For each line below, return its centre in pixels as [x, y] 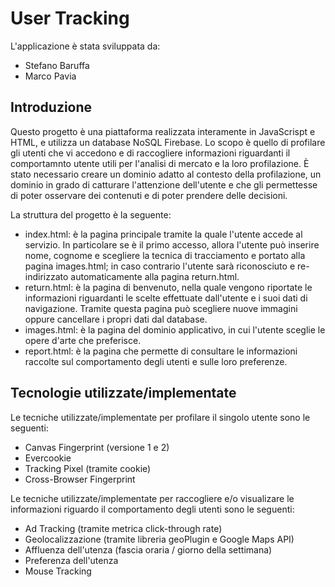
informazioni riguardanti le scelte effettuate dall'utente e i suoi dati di [166, 298]
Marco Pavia [50, 76]
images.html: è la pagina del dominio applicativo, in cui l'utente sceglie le [175, 329]
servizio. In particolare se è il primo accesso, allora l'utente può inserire [172, 244]
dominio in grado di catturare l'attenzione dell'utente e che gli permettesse [164, 184]
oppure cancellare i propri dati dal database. [116, 319]
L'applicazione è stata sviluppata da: [85, 46]
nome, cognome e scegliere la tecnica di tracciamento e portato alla [165, 255]
